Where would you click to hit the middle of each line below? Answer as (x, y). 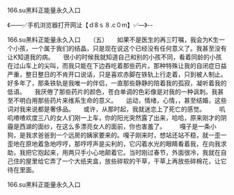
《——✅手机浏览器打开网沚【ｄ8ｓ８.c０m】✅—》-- (80, 25)
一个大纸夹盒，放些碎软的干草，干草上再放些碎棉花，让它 (144, 161)
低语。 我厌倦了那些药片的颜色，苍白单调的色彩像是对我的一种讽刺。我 (112, 92)
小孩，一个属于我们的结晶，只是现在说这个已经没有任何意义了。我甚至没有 (120, 48)
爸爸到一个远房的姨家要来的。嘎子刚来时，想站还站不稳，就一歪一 (132, 135)
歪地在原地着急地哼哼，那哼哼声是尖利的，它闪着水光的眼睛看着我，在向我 (114, 144)
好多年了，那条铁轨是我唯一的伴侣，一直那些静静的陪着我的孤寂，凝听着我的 (117, 83)
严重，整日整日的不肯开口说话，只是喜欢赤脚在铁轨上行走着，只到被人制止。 (116, 74)
